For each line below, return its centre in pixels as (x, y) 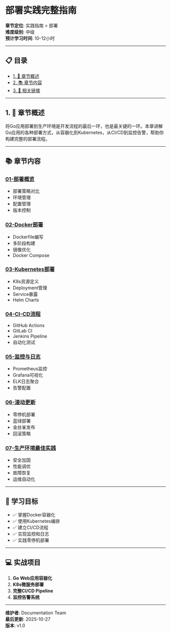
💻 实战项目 (23, 562)
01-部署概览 (20, 179)
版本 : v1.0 (15, 625)
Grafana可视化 (28, 375)
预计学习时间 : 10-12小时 (30, 38)
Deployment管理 (30, 288)
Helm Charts (26, 300)
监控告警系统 (26, 597)
